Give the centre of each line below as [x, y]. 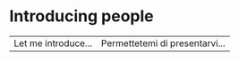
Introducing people [81, 16]
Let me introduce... [53, 43]
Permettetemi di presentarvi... [163, 43]
